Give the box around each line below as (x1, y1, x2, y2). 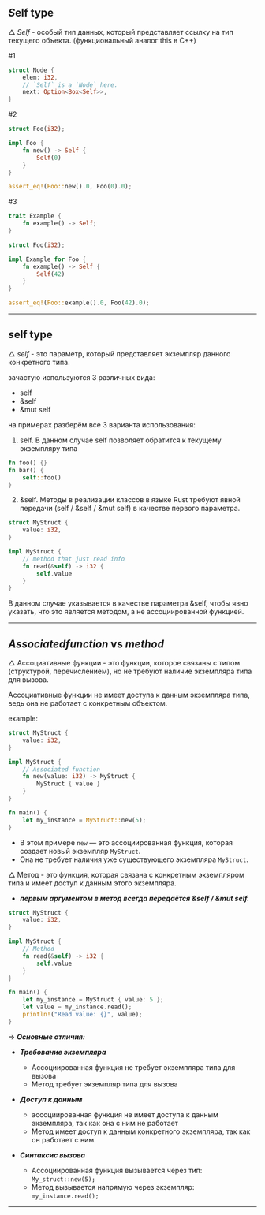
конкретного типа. (8, 357, 70, 367)
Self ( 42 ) (36, 270, 65, 278)
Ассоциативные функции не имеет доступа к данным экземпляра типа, (8, 690, 250, 700)
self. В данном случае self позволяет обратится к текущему (19, 435, 222, 445)
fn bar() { (8, 466, 44, 474)
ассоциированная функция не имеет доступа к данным (31, 1109, 219, 1119)
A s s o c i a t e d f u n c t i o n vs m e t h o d (8, 637, 164, 650)
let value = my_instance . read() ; (22, 1003, 132, 1012)
